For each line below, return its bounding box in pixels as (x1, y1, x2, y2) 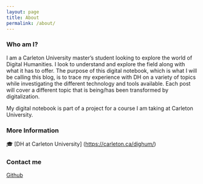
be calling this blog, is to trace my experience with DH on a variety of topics (6, 73, 196, 81)
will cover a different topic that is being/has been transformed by (6, 86, 169, 94)
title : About (6, 15, 40, 21)
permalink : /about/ (6, 20, 56, 26)
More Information (6, 126, 59, 134)
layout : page (6, 9, 40, 15)
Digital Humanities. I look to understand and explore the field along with (6, 60, 185, 67)
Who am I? (6, 40, 38, 49)
